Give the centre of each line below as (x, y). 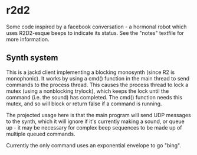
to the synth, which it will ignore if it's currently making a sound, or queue (95, 121)
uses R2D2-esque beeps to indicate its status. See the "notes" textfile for (95, 33)
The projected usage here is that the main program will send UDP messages (98, 115)
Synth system (32, 58)
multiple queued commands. (41, 134)
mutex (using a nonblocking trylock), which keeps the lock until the (88, 91)
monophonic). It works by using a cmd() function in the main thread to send (98, 78)
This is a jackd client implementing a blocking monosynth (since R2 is (91, 72)
